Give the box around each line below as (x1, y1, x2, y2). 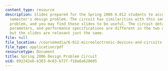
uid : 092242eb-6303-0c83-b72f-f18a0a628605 (5, 58, 97, 63)
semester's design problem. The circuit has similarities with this (9, 16, 155, 21)
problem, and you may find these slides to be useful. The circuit (9, 21, 153, 26)
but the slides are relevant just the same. (9, 30, 104, 35)
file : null (5, 35, 28, 40)
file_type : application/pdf (5, 44, 64, 49)
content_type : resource (5, 7, 55, 12)
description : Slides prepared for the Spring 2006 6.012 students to (5, 12, 153, 17)
